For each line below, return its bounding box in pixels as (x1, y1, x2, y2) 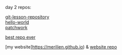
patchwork (5, 24, 28, 30)
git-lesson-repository (5, 14, 49, 19)
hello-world (5, 19, 29, 25)
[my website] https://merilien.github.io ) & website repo (5, 44, 117, 49)
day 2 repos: (5, 4, 32, 10)
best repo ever (5, 34, 36, 40)
